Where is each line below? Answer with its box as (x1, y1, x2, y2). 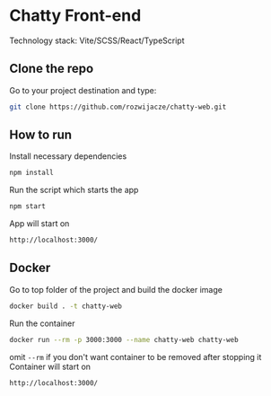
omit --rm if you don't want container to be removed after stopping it (9, 351, 262, 362)
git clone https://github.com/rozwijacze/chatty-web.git (9, 102, 227, 111)
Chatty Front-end (9, 5, 142, 26)
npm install (9, 168, 54, 178)
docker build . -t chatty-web (9, 302, 123, 311)
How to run (9, 128, 73, 143)
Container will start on (9, 361, 92, 372)
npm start (9, 202, 47, 211)
